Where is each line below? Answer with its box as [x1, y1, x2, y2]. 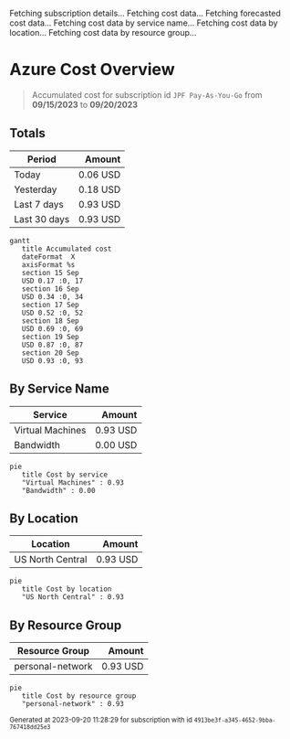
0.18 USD [78, 183, 121, 196]
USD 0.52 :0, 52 [21, 308, 84, 317]
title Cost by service [21, 470, 108, 479]
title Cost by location [21, 584, 112, 594]
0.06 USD [78, 168, 121, 181]
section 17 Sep [21, 300, 79, 309]
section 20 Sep [21, 348, 79, 358]
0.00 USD [95, 438, 138, 451]
